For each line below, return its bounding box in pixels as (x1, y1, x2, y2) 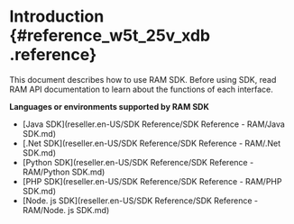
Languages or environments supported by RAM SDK (9, 101, 209, 112)
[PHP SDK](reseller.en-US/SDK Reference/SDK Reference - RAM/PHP (22, 175, 282, 186)
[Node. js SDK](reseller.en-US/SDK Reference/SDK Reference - (22, 195, 259, 206)
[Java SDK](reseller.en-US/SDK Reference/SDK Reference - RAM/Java (22, 119, 286, 130)
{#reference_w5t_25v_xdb (9, 25, 210, 46)
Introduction (9, 6, 105, 27)
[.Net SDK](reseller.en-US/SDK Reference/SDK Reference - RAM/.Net (22, 138, 281, 148)
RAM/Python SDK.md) (22, 166, 106, 177)
